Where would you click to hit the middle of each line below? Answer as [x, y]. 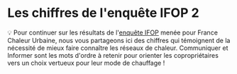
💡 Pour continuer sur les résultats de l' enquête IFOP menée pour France [113, 32]
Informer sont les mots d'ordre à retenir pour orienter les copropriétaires [113, 55]
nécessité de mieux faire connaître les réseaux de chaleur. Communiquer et [118, 48]
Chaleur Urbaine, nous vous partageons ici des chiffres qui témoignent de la [119, 40]
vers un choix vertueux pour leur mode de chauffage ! [86, 63]
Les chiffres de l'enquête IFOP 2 [104, 13]
